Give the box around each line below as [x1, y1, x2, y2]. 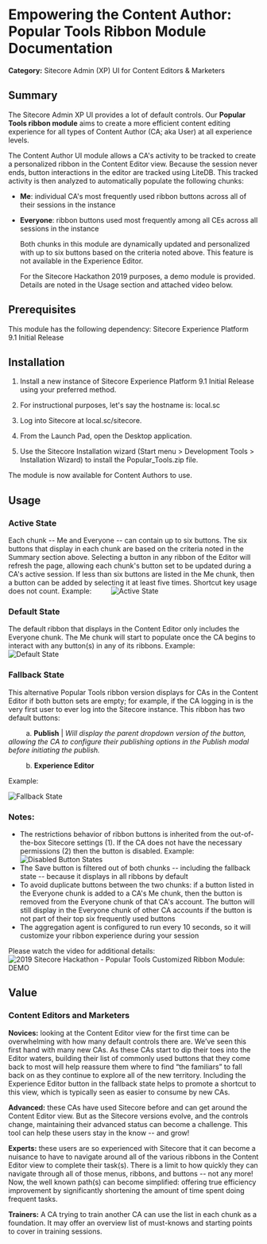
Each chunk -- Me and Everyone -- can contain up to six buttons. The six [8, 535, 248, 546]
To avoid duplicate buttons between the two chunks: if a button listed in [19, 880, 254, 889]
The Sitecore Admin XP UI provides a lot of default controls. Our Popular [8, 110, 246, 119]
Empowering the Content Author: [8, 6, 232, 24]
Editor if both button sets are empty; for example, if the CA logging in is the [8, 696, 253, 706]
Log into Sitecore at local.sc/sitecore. [19, 416, 142, 426]
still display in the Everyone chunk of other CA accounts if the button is [19, 905, 253, 915]
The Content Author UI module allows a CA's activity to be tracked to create [8, 150, 257, 160]
